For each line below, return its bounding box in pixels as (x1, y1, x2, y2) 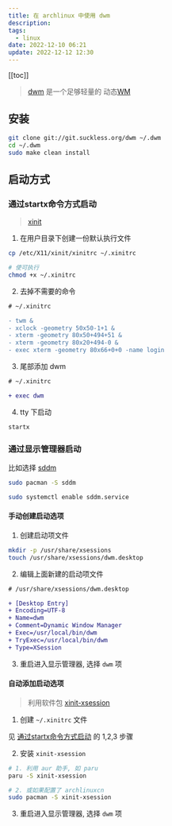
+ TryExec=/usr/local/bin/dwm (8, 636, 109, 644)
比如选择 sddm (8, 463, 57, 472)
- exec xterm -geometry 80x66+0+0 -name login (8, 347, 165, 355)
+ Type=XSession (8, 643, 62, 652)
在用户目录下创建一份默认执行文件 (19, 234, 132, 243)
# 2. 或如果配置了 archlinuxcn (8, 786, 105, 794)
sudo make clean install (8, 149, 90, 157)
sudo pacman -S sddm (8, 479, 77, 487)
